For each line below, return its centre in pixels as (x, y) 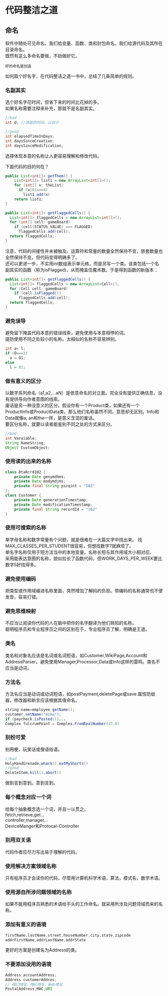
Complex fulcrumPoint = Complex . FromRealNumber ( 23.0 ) (62, 724)
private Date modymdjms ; (40, 481)
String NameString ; (25, 443)
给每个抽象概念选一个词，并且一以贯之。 (47, 809)
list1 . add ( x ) (37, 195)
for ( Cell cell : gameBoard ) (39, 288)
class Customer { (23, 495)
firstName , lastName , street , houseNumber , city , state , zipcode (68, 935)
